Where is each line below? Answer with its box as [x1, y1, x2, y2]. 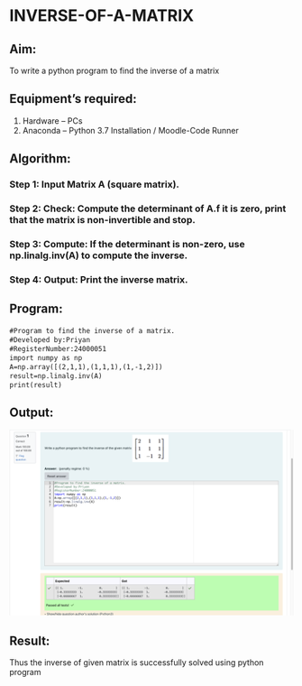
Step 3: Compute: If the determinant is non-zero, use [9, 237, 245, 250]
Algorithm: [9, 151, 71, 167]
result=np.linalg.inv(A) [9, 371, 103, 380]
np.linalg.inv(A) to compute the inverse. [9, 249, 188, 262]
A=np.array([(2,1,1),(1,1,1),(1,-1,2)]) [9, 362, 164, 371]
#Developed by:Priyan [9, 335, 91, 344]
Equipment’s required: [9, 91, 137, 107]
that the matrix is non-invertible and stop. [9, 214, 196, 227]
